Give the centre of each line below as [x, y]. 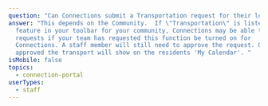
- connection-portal [49, 75]
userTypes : [26, 82]
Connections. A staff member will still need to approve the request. [135, 45]
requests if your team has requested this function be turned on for [133, 38]
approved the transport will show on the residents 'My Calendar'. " [133, 53]
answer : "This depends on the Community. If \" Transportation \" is [124, 23]
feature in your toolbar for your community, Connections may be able [135, 30]
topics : [21, 68]
